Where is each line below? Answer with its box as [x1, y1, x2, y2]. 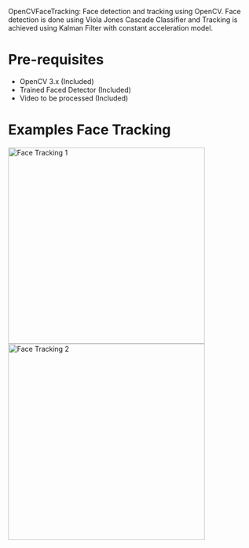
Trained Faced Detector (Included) [19, 85, 132, 94]
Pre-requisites [8, 51, 104, 69]
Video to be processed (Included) [19, 93, 129, 103]
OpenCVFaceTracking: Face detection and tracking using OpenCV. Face [8, 7, 241, 16]
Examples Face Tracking [8, 121, 171, 139]
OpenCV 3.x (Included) [19, 76, 94, 86]
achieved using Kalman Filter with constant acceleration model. [8, 24, 214, 32]
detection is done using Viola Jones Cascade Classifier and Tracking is [8, 15, 238, 24]
